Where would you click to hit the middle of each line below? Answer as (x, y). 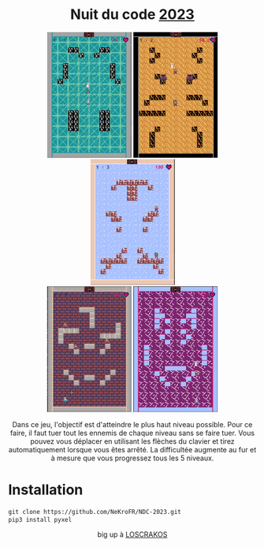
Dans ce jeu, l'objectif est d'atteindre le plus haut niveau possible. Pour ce (132, 424)
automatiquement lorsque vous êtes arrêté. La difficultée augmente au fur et (132, 449)
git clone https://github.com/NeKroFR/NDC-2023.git (95, 512)
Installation (46, 490)
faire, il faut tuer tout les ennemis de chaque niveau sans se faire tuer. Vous (132, 433)
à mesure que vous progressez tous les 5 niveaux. (132, 458)
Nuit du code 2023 (132, 15)
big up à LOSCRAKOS (132, 534)
